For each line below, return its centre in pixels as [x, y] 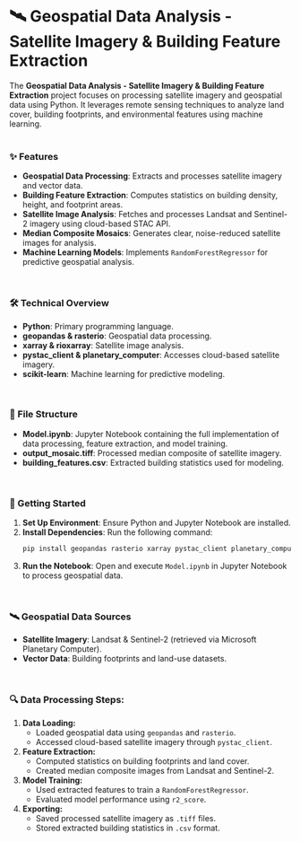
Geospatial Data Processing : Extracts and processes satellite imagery [152, 176]
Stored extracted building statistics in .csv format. [128, 828]
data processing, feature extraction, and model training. [125, 443]
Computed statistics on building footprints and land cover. [142, 761]
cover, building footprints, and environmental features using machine [136, 114]
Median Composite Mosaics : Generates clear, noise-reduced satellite [151, 233]
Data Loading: [49, 723]
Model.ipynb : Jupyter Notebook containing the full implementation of [150, 434]
